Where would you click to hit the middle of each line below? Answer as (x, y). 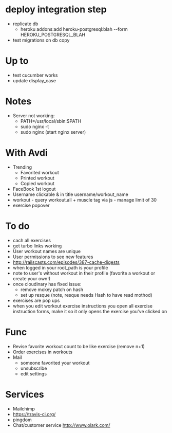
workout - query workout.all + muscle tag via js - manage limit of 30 (85, 200)
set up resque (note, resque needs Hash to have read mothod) (86, 295)
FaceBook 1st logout (34, 189)
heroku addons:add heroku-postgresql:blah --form (74, 29)
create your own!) (32, 278)
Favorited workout (40, 172)
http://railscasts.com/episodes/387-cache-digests (66, 262)
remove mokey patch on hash (52, 290)
